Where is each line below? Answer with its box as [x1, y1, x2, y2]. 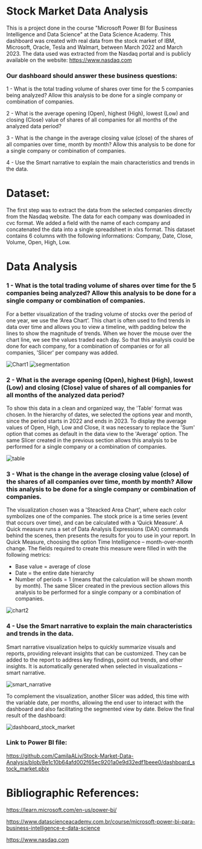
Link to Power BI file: [6, 738, 68, 747]
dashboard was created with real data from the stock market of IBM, [6, 37, 176, 44]
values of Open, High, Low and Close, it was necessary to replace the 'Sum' [6, 423, 195, 431]
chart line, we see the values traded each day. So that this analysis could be [6, 336, 195, 343]
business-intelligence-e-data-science [6, 824, 101, 831]
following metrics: [6, 551, 51, 559]
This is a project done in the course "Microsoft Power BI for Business [6, 24, 178, 31]
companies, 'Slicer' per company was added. [6, 349, 119, 356]
